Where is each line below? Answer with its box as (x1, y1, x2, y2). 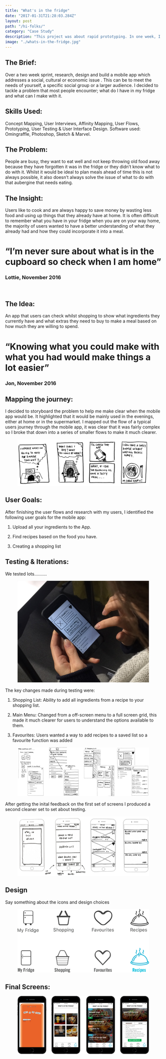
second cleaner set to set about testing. (5, 807, 87, 813)
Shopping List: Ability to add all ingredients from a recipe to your (12, 697, 144, 703)
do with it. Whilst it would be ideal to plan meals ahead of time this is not (5, 169, 153, 175)
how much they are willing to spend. (5, 324, 79, 329)
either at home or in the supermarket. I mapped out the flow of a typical (5, 419, 151, 425)
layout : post (5, 18, 32, 23)
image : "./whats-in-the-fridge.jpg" (5, 40, 81, 45)
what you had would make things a (5, 351, 151, 363)
